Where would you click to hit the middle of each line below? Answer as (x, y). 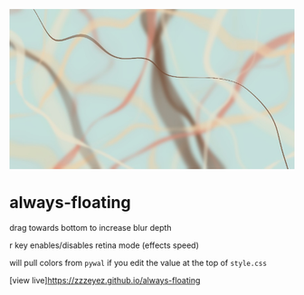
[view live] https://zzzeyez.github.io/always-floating (105, 281)
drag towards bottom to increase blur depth (90, 228)
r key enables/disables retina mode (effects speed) (104, 245)
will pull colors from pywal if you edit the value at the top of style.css (138, 263)
